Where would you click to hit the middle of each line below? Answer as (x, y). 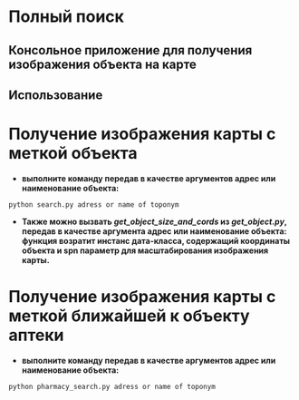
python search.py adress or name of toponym (94, 205)
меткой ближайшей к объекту (129, 316)
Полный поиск (66, 17)
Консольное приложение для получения (130, 50)
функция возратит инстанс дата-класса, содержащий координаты (156, 240)
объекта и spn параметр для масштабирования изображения (145, 250)
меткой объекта (73, 154)
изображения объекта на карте (102, 64)
